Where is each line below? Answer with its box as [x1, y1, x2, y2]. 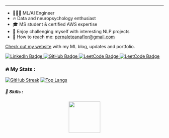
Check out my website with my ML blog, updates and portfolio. [5, 44, 135, 49]
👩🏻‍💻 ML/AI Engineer [12, 10, 55, 16]
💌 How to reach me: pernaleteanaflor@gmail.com [12, 34, 115, 40]
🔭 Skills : [5, 88, 24, 94]
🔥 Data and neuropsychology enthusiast [12, 16, 96, 21]
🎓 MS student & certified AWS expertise [12, 21, 98, 27]
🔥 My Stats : [5, 66, 36, 73]
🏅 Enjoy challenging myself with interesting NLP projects [12, 29, 130, 34]
